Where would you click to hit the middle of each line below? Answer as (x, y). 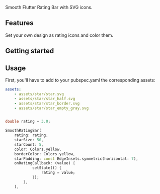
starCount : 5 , (29, 144)
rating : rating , (31, 135)
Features (19, 23)
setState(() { (47, 168)
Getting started (30, 51)
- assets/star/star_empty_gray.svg (52, 108)
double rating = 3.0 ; (28, 122)
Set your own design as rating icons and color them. (59, 35)
